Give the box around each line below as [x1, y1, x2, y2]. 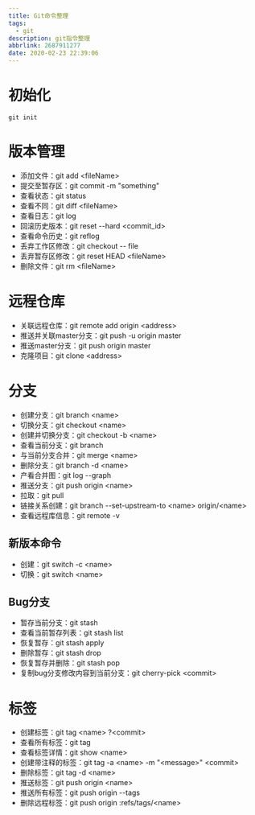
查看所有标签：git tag [19, 738, 91, 747]
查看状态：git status [19, 191, 87, 200]
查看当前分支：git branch [19, 440, 104, 450]
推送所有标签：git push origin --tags [19, 788, 141, 797]
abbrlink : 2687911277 [8, 42, 81, 50]
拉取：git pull [19, 490, 64, 500]
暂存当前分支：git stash [19, 618, 98, 628]
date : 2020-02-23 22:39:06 [8, 49, 99, 57]
